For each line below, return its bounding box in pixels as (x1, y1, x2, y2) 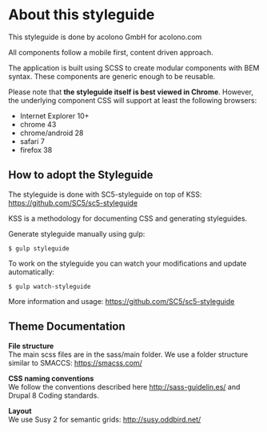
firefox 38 (19, 145, 53, 154)
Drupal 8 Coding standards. (8, 390, 100, 400)
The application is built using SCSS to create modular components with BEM (8, 62, 260, 73)
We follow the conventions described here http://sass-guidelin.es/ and (8, 382, 241, 391)
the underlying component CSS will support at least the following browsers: (8, 95, 257, 105)
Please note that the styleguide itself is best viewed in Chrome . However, (8, 86, 254, 97)
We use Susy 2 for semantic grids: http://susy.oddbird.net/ (8, 414, 201, 424)
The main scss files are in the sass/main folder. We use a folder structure (8, 350, 249, 359)
